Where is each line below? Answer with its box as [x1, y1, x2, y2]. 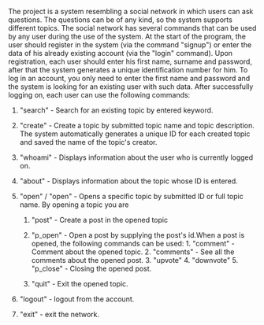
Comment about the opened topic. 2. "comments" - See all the [31, 247, 235, 257]
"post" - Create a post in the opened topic [31, 216, 168, 224]
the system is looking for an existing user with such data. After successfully [8, 82, 254, 91]
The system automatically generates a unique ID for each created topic [19, 129, 251, 138]
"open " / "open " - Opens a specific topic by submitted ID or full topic [19, 192, 244, 201]
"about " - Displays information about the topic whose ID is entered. [19, 176, 238, 186]
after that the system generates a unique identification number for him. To [8, 65, 248, 74]
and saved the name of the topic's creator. [19, 138, 158, 146]
